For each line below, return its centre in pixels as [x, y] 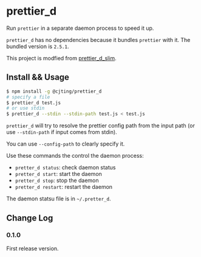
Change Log [30, 218]
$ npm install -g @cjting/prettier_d [54, 91]
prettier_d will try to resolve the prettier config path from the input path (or [101, 125]
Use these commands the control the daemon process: [75, 156]
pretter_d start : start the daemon [58, 174]
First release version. [32, 248]
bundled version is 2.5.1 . [38, 46]
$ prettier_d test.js [34, 103]
